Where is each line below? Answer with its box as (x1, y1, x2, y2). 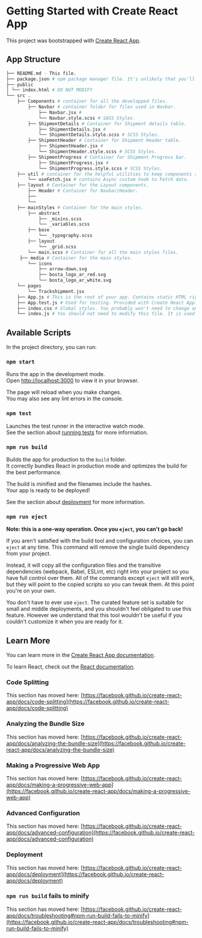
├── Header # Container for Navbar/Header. (28, 188, 138, 194)
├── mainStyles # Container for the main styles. (17, 205, 144, 211)
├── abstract (28, 210, 61, 216)
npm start (6, 358, 35, 365)
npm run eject (6, 513, 47, 520)
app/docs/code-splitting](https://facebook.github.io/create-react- (6, 698, 170, 705)
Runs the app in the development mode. (6, 371, 105, 378)
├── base (28, 227, 50, 233)
